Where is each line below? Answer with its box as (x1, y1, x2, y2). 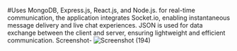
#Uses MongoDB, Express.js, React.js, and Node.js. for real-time (7, 6, 196, 14)
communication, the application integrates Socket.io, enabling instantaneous (7, 13, 231, 22)
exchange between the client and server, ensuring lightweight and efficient (7, 28, 226, 37)
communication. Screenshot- (7, 36, 92, 45)
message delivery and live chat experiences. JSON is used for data (7, 21, 203, 29)
